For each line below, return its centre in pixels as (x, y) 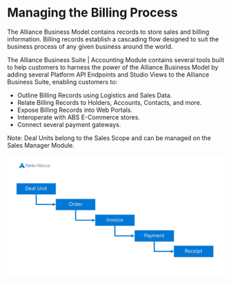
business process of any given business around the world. (90, 46)
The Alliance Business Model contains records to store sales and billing (108, 32)
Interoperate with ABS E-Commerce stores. (78, 117)
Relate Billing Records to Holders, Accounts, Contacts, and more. (109, 102)
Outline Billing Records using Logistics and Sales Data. (94, 95)
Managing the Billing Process (92, 13)
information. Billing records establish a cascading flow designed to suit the (113, 39)
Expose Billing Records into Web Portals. (75, 110)
